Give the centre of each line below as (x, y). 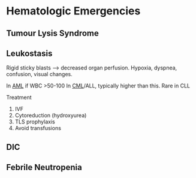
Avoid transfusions (38, 128)
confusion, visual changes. (40, 74)
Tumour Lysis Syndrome (52, 33)
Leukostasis (29, 53)
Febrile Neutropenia (44, 168)
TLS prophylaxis (35, 122)
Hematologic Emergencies (73, 11)
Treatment (19, 98)
